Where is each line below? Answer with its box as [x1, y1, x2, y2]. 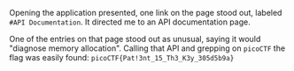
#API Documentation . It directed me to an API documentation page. [9, 17, 251, 27]
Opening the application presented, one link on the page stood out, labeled [9, 8, 282, 18]
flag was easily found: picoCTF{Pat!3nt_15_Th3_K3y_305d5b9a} [9, 53, 235, 62]
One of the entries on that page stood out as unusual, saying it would [9, 34, 261, 44]
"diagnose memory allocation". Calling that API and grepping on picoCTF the [9, 43, 286, 53]
